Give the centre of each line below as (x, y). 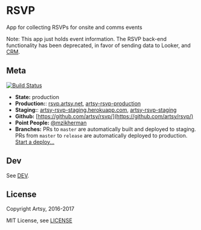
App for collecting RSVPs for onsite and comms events (75, 27)
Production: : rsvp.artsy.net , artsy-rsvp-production (78, 103)
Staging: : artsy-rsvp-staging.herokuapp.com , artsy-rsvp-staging (96, 110)
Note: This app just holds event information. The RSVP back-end (87, 39)
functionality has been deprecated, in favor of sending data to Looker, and (99, 45)
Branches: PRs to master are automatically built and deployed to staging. (105, 129)
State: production (37, 97)
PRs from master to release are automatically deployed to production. (101, 135)
